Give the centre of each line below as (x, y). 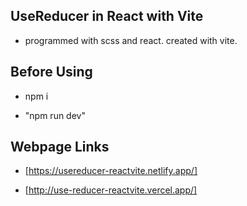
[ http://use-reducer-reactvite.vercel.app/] (111, 190)
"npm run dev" (55, 115)
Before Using (51, 72)
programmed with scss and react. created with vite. (131, 40)
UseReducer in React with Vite (107, 16)
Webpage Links (60, 147)
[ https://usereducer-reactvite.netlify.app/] (111, 171)
